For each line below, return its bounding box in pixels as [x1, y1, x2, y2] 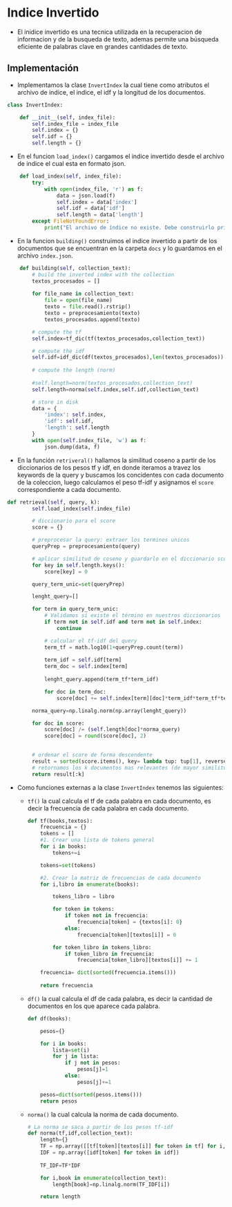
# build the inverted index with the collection [32, 271, 175, 278]
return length [40, 1193, 81, 1200]
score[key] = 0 [43, 568, 88, 575]
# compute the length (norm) [32, 367, 116, 374]
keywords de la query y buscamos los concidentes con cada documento [17, 471, 224, 479]
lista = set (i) [52, 1047, 90, 1054]
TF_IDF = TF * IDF [40, 1162, 81, 1169]
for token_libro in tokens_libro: [52, 944, 152, 951]
